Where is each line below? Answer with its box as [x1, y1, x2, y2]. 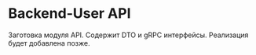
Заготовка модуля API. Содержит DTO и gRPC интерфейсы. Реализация [8, 30, 249, 40]
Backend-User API [8, 5, 131, 22]
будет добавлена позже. [8, 38, 90, 47]
